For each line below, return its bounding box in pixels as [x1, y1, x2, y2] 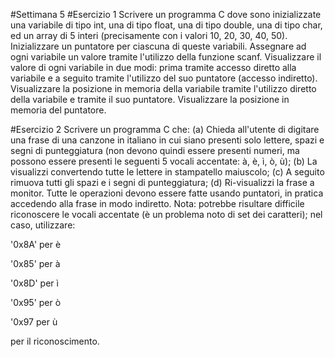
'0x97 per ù [10, 316, 58, 328]
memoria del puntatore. [10, 104, 107, 116]
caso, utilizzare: [10, 219, 76, 231]
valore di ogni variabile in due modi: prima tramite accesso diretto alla [10, 62, 297, 73]
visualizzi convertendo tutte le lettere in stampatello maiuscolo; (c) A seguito [10, 166, 325, 178]
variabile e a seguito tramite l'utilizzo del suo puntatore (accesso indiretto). [10, 72, 318, 84]
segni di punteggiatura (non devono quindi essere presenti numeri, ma [10, 145, 300, 156]
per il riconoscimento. [10, 335, 100, 347]
